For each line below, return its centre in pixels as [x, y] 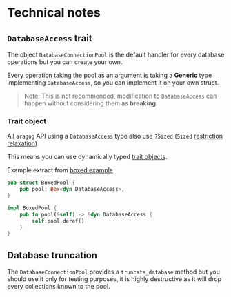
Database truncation [52, 255]
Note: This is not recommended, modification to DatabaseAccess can [120, 96]
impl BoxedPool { [32, 208]
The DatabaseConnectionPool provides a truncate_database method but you [114, 272]
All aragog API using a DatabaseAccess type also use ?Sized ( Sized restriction [115, 136]
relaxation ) [22, 143]
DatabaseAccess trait [50, 38]
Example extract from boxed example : [61, 170]
